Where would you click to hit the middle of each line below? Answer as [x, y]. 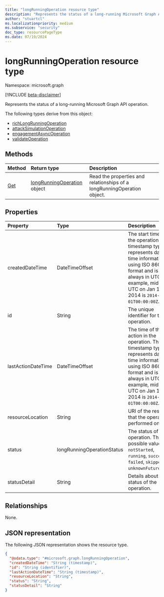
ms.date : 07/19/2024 [26, 37]
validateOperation [30, 139]
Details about [143, 476]
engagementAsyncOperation [41, 133]
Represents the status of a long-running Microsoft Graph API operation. [77, 104]
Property [18, 226]
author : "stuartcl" [25, 19]
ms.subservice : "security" [32, 28]
